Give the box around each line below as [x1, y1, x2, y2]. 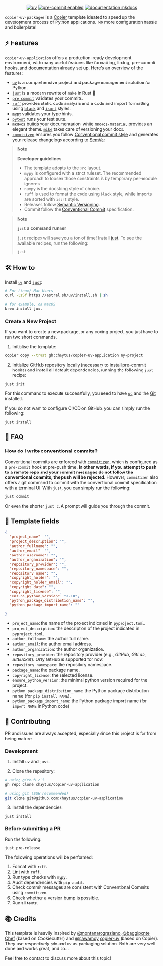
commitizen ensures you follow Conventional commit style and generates [12, 131, 159, 137]
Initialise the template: [12, 344, 57, 349]
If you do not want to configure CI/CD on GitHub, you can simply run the [5, 405, 150, 411]
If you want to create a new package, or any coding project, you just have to [5, 329, 158, 335]
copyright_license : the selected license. [12, 672, 94, 678]
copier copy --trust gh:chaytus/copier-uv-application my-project [5, 353, 143, 358]
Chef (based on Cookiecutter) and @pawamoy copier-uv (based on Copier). [5, 935, 159, 941]
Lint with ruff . [12, 869, 41, 875]
